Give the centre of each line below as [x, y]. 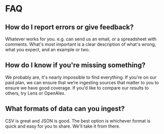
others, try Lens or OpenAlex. [35, 93]
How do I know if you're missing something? [75, 65]
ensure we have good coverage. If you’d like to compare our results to [77, 88]
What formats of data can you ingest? [65, 109]
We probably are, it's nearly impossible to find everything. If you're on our [81, 77]
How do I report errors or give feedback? [69, 27]
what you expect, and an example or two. [48, 50]
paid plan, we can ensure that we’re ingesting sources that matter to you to [82, 82]
